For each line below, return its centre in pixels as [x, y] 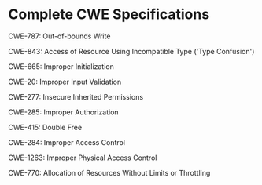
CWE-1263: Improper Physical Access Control [83, 158]
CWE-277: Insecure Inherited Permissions [76, 96]
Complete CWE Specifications [109, 15]
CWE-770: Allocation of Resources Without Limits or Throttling [109, 172]
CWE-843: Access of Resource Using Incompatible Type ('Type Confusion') [131, 51]
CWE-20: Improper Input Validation [65, 82]
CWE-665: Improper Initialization [61, 66]
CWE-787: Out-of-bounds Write [59, 36]
